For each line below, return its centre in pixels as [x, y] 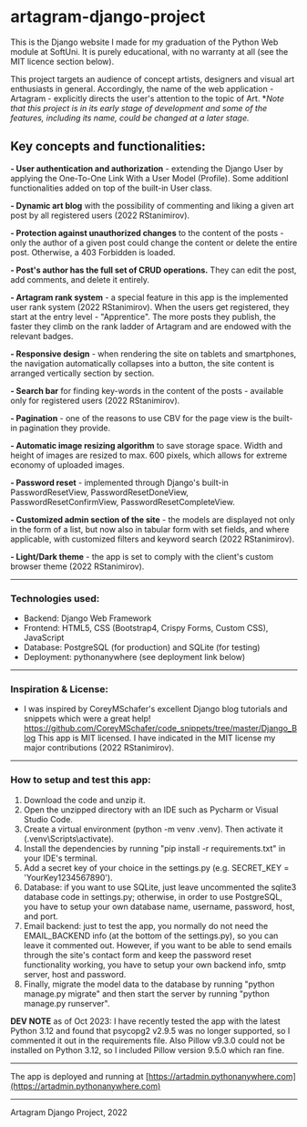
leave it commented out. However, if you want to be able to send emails [158, 945]
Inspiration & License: [59, 688]
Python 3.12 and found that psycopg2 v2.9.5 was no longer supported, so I [150, 1030]
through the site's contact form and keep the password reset [138, 955]
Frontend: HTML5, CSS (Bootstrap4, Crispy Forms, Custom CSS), [146, 628]
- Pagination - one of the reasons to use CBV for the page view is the [141, 418]
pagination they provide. [65, 428]
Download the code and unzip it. [84, 800]
